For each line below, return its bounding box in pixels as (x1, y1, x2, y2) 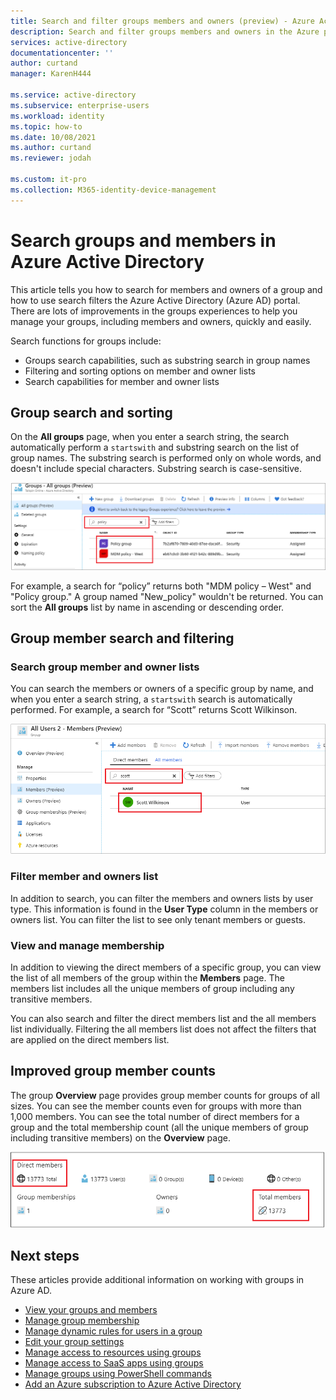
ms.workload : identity (10, 111, 105, 121)
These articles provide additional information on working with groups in (10, 1273, 305, 1285)
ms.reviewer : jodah (10, 153, 92, 164)
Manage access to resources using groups (24, 1346, 202, 1358)
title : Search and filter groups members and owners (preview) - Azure (10, 16, 315, 26)
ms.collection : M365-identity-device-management (10, 185, 217, 195)
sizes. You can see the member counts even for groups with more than (10, 1100, 302, 1112)
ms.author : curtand (10, 143, 92, 153)
